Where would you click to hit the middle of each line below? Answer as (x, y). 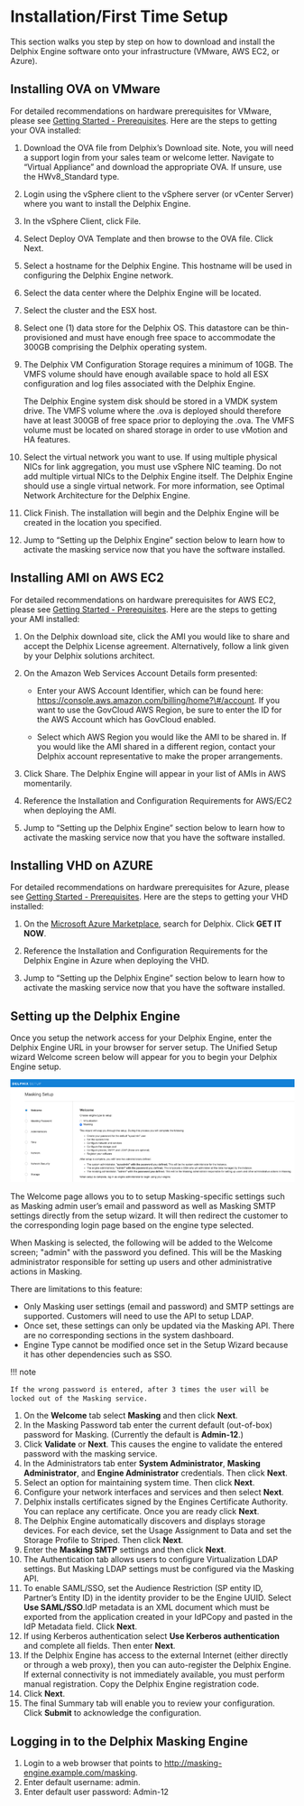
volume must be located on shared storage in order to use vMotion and (155, 430)
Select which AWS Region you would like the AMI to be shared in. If (161, 737)
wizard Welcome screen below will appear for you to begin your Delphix (144, 1057)
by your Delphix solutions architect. (89, 656)
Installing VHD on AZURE (82, 866)
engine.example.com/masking (79, 1773)
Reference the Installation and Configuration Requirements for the (146, 951)
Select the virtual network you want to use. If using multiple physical (150, 457)
